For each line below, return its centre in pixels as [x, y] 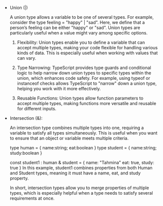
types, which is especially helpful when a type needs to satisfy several [81, 193]
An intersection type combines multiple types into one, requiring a [77, 128]
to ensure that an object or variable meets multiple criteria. [69, 138]
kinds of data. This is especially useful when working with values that [87, 53]
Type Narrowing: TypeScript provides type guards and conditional [84, 68]
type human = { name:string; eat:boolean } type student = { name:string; [83, 148]
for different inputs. [37, 109]
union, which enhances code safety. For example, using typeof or [83, 78]
